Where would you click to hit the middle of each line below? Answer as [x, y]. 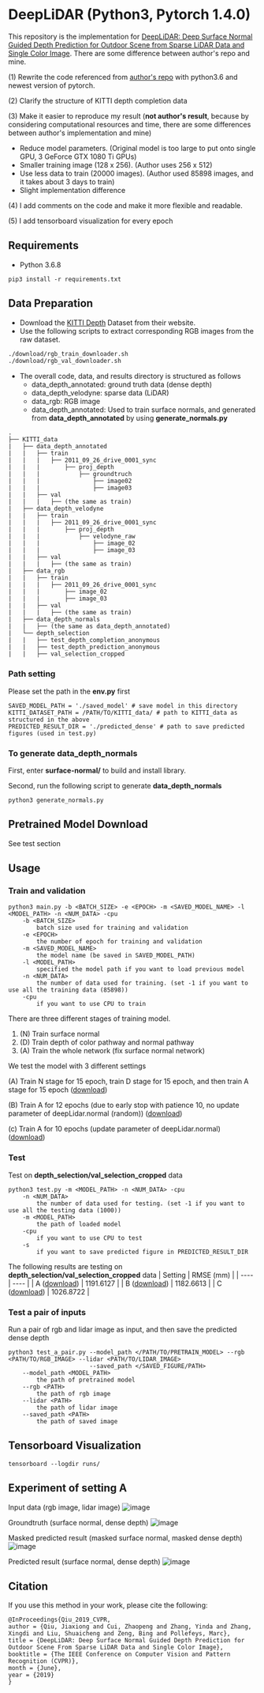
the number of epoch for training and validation [119, 942]
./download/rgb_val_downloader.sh [65, 361]
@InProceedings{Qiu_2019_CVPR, [59, 1620]
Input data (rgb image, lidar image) [64, 1507]
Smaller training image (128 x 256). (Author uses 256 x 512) [116, 164]
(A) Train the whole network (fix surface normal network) [112, 1051]
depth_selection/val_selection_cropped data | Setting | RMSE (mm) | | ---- [131, 1275]
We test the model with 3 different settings [77, 1066]
